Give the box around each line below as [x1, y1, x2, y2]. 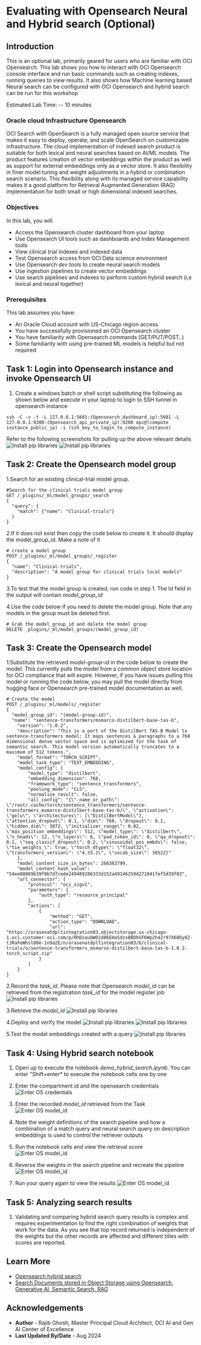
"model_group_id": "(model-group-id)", [11, 712, 112, 718]
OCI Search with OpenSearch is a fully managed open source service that [6, 130, 190, 137]
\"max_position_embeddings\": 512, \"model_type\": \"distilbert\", [6, 828, 182, 835]
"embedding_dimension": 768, [28, 776, 101, 782]
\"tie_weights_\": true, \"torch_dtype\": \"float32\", [6, 845, 150, 851]
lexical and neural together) [14, 280, 84, 287]
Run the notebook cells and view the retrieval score [14, 1143, 143, 1151]
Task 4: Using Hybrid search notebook [6, 1048, 154, 1058]
